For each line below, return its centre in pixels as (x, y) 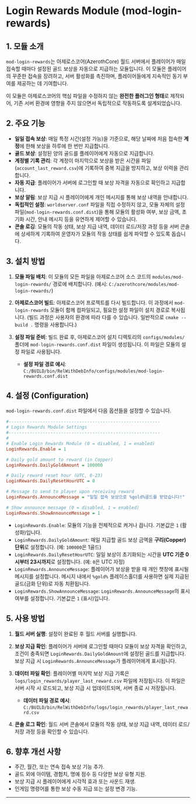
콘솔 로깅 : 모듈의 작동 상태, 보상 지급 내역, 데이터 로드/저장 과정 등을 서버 (97, 226)
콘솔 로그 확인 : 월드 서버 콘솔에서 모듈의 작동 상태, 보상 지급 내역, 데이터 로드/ (102, 724)
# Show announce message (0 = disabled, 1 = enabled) (73, 508)
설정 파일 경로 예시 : (45, 364)
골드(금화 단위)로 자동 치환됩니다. (52, 583)
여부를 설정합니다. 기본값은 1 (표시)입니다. (62, 598)
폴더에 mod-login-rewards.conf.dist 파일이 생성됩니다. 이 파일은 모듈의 (97, 344)
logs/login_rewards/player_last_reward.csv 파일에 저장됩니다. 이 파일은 (100, 680)
